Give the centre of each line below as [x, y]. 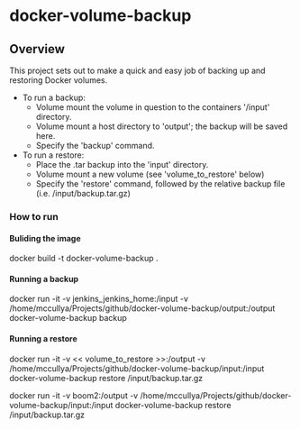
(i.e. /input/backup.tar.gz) [83, 193]
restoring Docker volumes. [59, 80]
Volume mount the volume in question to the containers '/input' [153, 107]
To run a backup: [54, 97]
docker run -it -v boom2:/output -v [74, 395]
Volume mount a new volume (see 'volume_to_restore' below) [150, 174]
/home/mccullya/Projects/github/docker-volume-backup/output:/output [142, 308]
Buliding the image [45, 238]
